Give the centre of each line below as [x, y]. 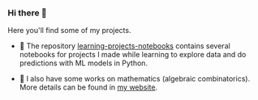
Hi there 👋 [28, 13]
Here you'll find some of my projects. [69, 31]
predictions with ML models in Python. [83, 63]
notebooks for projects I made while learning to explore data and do [133, 55]
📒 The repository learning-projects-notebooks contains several [125, 46]
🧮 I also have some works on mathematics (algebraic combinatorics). [135, 79]
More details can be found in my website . [88, 87]
